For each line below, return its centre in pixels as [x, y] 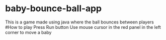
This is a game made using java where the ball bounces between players [80, 22]
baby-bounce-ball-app [53, 9]
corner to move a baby [28, 32]
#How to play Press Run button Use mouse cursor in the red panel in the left [83, 27]
